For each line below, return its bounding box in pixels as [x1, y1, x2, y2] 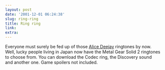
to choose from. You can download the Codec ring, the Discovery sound [5, 54, 152, 60]
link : [5, 26, 16, 31]
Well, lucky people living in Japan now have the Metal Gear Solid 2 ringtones [5, 49, 161, 55]
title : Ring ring [5, 21, 41, 26]
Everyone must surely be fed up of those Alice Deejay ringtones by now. [5, 44, 152, 49]
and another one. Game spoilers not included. [5, 60, 98, 65]
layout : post [5, 7, 32, 12]
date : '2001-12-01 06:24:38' [5, 12, 65, 17]
